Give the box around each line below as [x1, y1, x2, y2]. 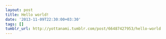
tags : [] [5, 21, 24, 27]
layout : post [5, 7, 33, 13]
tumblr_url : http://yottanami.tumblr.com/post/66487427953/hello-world [5, 26, 161, 31]
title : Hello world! [5, 12, 50, 17]
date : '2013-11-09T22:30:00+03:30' [5, 17, 81, 22]
